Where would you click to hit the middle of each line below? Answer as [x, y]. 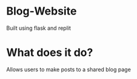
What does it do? [50, 53]
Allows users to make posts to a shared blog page [69, 69]
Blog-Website [42, 11]
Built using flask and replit [39, 28]
